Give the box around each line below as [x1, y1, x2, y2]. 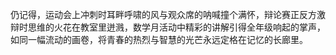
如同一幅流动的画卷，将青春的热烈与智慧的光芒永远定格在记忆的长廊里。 [10, 34, 308, 45]
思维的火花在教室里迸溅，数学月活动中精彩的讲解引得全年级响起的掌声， [27, 21, 326, 33]
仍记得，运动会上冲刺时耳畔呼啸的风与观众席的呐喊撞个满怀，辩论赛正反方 [10, 9, 317, 20]
